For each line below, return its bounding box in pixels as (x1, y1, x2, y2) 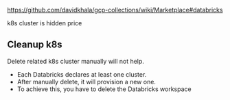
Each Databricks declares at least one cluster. (16, 70, 147, 78)
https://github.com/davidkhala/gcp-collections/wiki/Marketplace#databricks (7, 6, 223, 14)
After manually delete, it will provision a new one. (16, 77, 157, 86)
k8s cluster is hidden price (7, 19, 82, 27)
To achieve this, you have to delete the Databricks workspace (16, 85, 192, 93)
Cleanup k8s (7, 39, 63, 51)
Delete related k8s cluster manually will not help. (7, 57, 144, 65)
